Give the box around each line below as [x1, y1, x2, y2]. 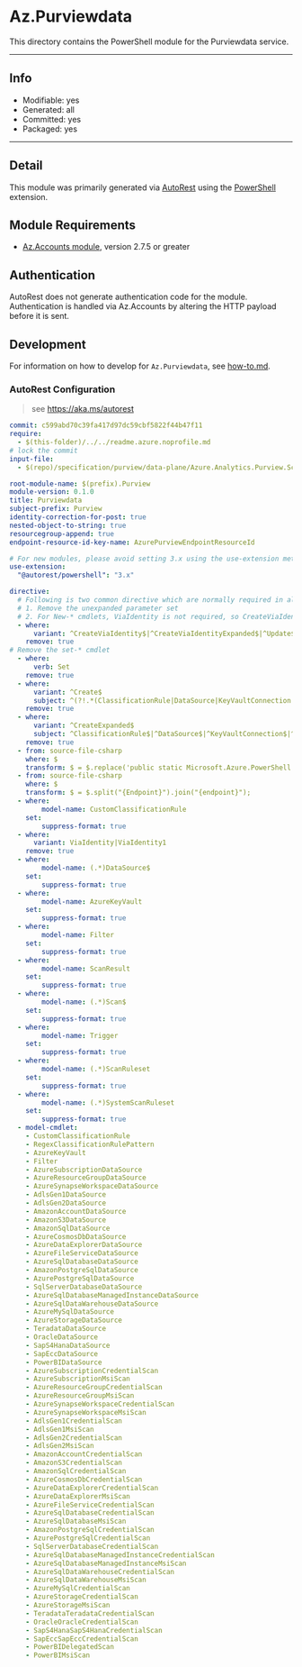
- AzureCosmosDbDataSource [25, 1232, 127, 1241]
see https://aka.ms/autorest [31, 404, 135, 414]
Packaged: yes [22, 123, 78, 134]
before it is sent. [9, 311, 70, 322]
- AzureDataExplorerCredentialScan [25, 1483, 159, 1492]
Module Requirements [9, 217, 137, 232]
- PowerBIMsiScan [25, 1651, 91, 1660]
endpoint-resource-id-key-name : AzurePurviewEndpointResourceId [9, 538, 255, 547]
